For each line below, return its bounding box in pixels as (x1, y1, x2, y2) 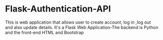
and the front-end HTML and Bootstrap (5, 29, 84, 35)
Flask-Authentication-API (5, 3, 111, 14)
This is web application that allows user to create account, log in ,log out (5, 19, 151, 25)
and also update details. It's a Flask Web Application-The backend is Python (5, 24, 159, 30)
